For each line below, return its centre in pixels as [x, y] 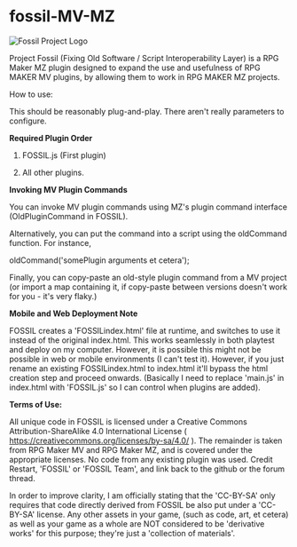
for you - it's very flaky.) [53, 296]
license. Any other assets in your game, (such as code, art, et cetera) [163, 514]
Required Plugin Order [51, 138]
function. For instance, [50, 242]
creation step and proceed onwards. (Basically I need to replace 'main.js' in [147, 377]
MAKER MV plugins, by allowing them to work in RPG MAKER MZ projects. [145, 76]
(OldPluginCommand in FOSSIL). [69, 216]
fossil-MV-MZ [62, 16]
